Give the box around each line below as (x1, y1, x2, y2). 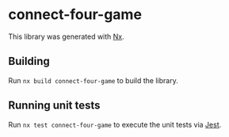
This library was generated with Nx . (8, 32, 124, 41)
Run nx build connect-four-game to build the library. (8, 75, 178, 85)
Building (8, 55, 50, 68)
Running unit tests (8, 99, 101, 112)
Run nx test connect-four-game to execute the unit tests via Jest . (8, 120, 222, 129)
